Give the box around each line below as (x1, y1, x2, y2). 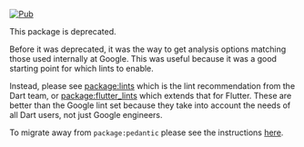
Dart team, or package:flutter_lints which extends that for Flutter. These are (9, 91, 292, 101)
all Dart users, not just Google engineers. (9, 110, 163, 120)
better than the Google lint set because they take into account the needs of (9, 100, 291, 111)
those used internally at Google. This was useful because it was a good (9, 54, 278, 64)
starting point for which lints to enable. (9, 64, 155, 73)
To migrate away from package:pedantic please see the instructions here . (9, 127, 284, 138)
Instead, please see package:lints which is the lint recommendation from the (9, 81, 296, 91)
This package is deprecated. (9, 26, 117, 36)
